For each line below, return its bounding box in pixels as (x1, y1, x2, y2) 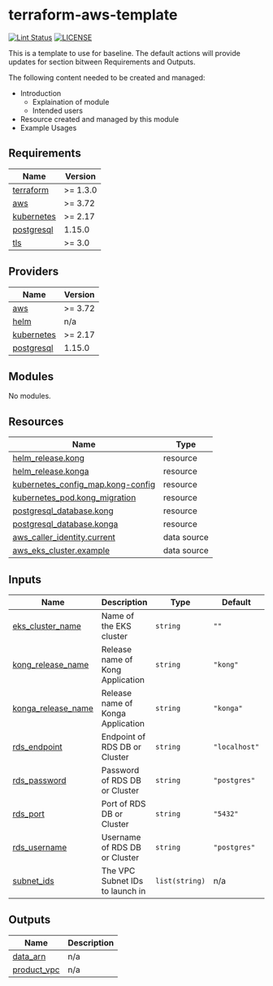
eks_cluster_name (12, 621, 81, 631)
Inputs (8, 573, 42, 586)
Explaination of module (32, 97, 110, 106)
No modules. (8, 391, 51, 401)
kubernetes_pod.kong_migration (12, 492, 136, 504)
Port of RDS (101, 798, 146, 809)
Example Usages (19, 123, 77, 132)
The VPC (101, 865, 136, 876)
